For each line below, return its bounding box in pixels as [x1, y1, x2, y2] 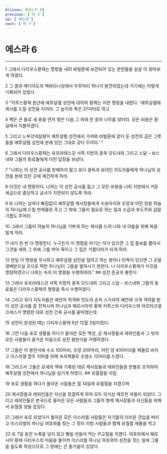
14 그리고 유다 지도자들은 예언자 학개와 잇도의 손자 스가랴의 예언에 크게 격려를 [5, 297, 156, 303]
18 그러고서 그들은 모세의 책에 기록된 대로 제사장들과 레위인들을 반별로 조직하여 [5, 364, 158, 370]
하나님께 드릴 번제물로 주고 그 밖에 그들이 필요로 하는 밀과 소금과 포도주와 [10, 207, 153, 213]
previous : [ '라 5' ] [5, 12, 45, 17]
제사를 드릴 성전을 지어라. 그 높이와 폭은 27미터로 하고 [5, 106, 110, 112]
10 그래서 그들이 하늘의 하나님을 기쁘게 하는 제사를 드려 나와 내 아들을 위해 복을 [5, 223, 158, 229]
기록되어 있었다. [5, 89, 36, 95]
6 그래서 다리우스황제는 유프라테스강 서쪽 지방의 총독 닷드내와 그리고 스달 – [5, 150, 151, 156]
